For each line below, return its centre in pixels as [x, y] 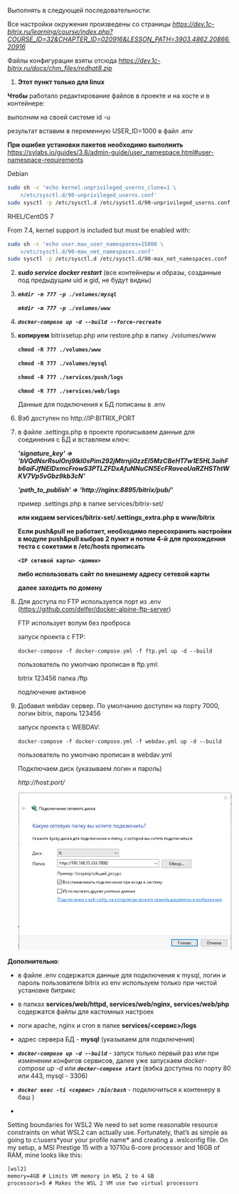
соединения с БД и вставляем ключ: [74, 440]
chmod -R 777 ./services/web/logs [69, 391]
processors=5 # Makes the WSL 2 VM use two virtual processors [103, 1183]
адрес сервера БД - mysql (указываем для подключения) [106, 1039]
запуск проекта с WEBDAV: [59, 727]
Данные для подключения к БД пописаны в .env [91, 405]
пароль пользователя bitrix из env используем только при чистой [117, 982]
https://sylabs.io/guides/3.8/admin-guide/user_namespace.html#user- [111, 152]
